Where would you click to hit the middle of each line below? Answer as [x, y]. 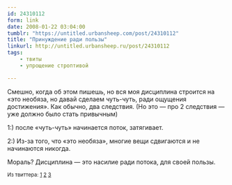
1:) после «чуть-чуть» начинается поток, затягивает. [85, 127]
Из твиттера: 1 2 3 [29, 175]
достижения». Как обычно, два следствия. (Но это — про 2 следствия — [116, 106]
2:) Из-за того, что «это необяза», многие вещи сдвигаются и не [103, 141]
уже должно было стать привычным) [63, 114]
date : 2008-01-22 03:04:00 [46, 27]
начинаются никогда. [39, 148]
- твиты [31, 59]
